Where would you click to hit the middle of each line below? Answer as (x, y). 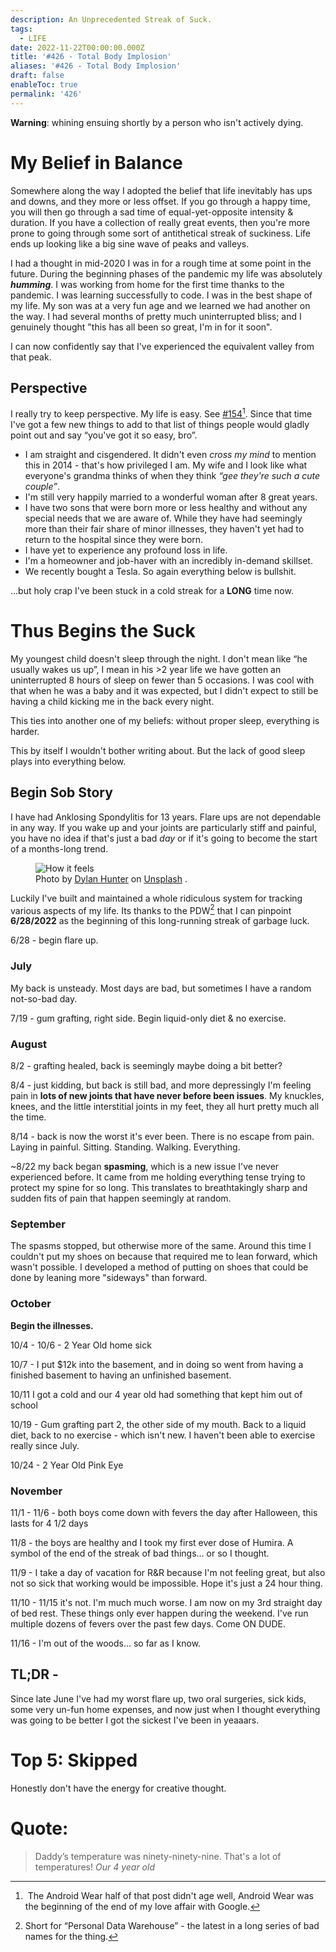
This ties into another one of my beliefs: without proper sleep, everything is (165, 720)
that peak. (31, 357)
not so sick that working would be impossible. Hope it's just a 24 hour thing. (166, 1583)
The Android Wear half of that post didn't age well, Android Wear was (170, 1895)
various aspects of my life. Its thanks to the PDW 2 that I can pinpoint (151, 909)
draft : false (37, 76)
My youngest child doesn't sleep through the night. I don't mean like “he (159, 658)
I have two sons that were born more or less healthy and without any (166, 508)
